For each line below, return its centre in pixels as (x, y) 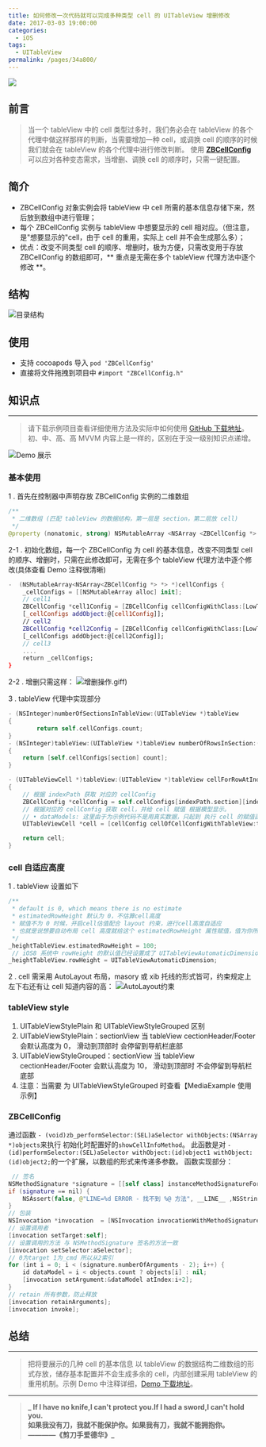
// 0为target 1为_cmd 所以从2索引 (61, 1258)
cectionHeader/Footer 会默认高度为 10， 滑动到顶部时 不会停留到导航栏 (136, 1065)
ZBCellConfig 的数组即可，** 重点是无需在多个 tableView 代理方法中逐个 (137, 257)
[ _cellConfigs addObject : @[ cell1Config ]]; (93, 614)
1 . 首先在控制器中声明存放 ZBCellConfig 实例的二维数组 (99, 496)
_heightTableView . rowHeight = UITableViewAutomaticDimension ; (113, 960)
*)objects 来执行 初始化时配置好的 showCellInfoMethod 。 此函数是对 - (120, 1145)
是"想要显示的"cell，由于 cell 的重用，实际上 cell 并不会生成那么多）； (132, 237)
